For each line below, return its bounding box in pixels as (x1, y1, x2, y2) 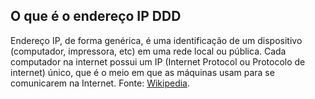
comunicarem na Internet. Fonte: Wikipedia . (10, 77, 191, 89)
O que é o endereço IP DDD (10, 8, 182, 25)
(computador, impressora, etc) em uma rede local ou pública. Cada (10, 45, 287, 57)
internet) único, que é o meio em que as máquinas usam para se (10, 66, 275, 78)
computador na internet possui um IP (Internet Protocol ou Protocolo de (10, 55, 306, 68)
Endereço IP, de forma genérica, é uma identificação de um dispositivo (10, 34, 303, 46)
